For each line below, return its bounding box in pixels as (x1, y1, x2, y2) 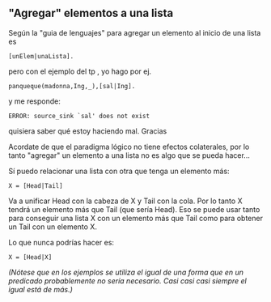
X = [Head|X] (8, 253, 53, 262)
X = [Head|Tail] (8, 181, 63, 189)
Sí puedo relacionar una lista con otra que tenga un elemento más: (8, 166, 230, 176)
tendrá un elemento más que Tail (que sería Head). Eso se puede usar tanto (8, 204, 260, 214)
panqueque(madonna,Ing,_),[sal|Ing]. (8, 82, 136, 90)
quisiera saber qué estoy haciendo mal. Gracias (8, 125, 167, 136)
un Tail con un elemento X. (8, 222, 97, 232)
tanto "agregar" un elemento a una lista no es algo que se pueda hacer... (8, 150, 251, 160)
